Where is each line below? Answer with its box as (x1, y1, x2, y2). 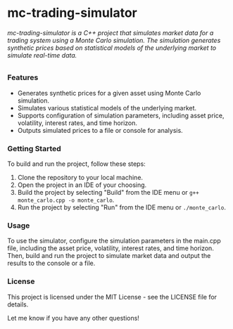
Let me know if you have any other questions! (7, 314, 139, 322)
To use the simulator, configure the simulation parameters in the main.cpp (7, 237, 221, 245)
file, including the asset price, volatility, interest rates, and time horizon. (7, 244, 215, 252)
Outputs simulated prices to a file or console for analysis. (17, 126, 183, 134)
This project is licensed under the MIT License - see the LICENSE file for (7, 292, 217, 301)
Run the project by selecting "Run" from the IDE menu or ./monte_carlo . (17, 203, 227, 212)
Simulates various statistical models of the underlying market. (17, 103, 197, 112)
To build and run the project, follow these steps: (7, 160, 146, 168)
